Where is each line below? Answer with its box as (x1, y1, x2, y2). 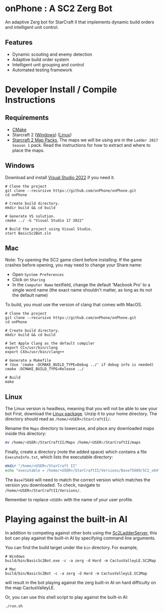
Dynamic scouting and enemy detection (12, 51, 93, 57)
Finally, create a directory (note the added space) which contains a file (5, 449, 147, 455)
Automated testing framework (12, 67, 72, 73)
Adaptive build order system (12, 57, 69, 62)
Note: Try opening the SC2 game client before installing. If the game (5, 257, 143, 263)
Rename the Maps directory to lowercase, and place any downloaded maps (5, 425, 155, 432)
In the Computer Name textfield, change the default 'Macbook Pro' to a (12, 282, 150, 288)
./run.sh (5, 603, 23, 609)
